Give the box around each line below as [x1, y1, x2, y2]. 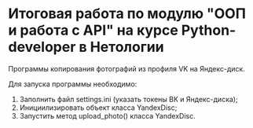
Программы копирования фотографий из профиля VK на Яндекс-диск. [8, 64, 245, 73]
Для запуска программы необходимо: [8, 79, 137, 89]
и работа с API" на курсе [8, 21, 178, 39]
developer [8, 38, 76, 56]
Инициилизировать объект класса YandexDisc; [19, 103, 178, 112]
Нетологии [90, 38, 164, 56]
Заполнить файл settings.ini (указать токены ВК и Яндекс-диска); [19, 94, 238, 104]
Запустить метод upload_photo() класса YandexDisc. [19, 111, 196, 120]
